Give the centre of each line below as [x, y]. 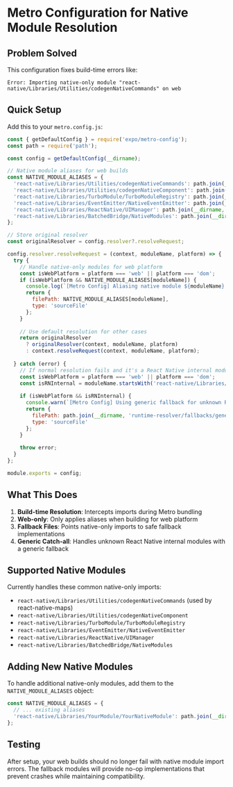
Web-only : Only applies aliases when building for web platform [107, 519]
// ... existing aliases [49, 710]
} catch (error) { [40, 364]
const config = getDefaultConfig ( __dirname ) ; [74, 158]
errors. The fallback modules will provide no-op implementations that [106, 768]
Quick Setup [34, 110]
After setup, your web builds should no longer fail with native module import [115, 761]
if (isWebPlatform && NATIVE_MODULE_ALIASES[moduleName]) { [108, 280]
